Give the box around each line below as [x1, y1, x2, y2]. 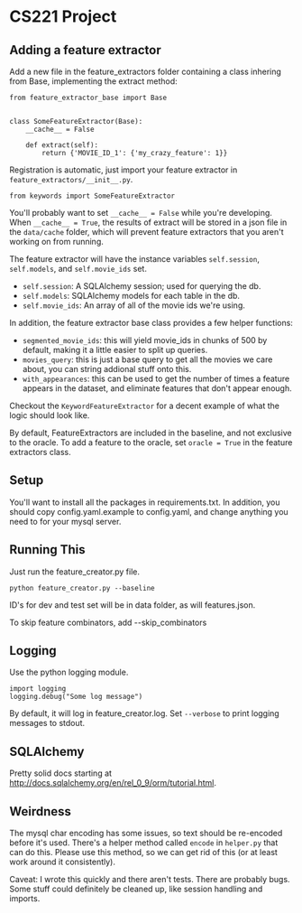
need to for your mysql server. [9, 516, 122, 526]
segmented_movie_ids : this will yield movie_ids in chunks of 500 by [22, 335, 268, 345]
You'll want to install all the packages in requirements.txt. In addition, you [9, 497, 280, 508]
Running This [9, 542, 86, 557]
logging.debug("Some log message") [9, 693, 143, 702]
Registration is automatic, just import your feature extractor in [9, 164, 238, 175]
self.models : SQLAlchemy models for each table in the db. [22, 291, 241, 301]
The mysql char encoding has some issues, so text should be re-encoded [9, 828, 283, 839]
